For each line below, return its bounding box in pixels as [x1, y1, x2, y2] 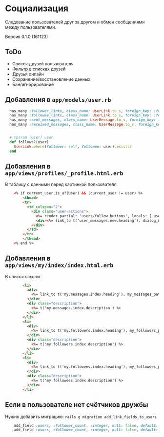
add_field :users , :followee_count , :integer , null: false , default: [14, 427, 159, 433]
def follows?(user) [9, 139, 49, 144]
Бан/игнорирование [12, 81, 54, 87]
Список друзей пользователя [12, 60, 74, 66]
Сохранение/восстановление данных [12, 76, 91, 82]
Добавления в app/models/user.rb [5, 95, 111, 104]
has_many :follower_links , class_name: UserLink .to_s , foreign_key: [9, 108, 152, 114]
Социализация [5, 3, 69, 14]
